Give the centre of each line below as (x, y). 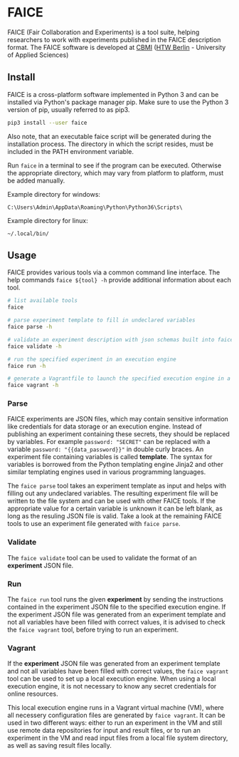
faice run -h (27, 366)
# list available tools (43, 301)
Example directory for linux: (48, 220)
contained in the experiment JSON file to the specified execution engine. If (117, 607)
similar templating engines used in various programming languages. (107, 472)
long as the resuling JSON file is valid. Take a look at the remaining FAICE (115, 516)
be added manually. (36, 180)
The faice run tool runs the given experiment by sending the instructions (116, 599)
